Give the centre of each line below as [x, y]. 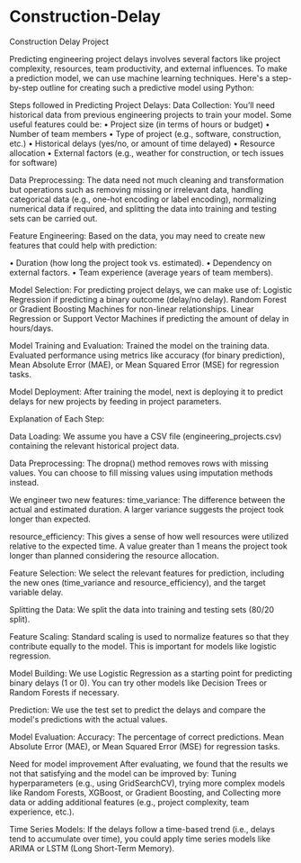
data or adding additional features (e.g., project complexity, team [129, 802]
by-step [24, 87]
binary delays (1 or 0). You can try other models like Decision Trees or [138, 683]
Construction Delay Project [59, 41]
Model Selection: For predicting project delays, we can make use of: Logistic [151, 289]
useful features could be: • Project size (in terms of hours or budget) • [140, 124]
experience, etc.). [42, 812]
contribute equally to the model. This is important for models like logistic [143, 646]
